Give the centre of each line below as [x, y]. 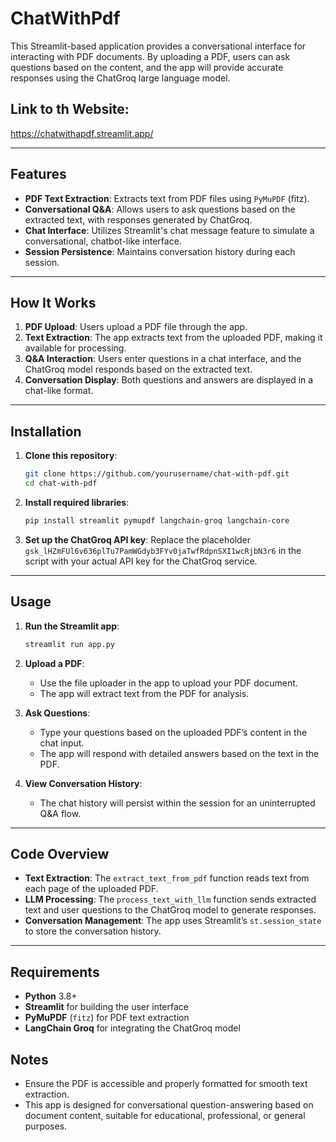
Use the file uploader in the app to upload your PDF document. [168, 683]
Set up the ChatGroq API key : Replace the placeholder [138, 539]
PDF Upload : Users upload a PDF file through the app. [136, 327]
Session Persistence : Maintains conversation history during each [160, 251]
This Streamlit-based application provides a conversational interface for [158, 46]
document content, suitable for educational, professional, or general [165, 1115]
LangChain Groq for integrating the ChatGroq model [132, 1028]
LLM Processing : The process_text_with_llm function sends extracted [170, 899]
